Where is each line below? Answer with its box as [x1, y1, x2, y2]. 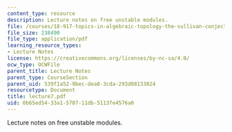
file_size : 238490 [7, 29, 60, 36]
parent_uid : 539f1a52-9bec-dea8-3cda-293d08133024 [7, 80, 156, 87]
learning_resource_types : [7, 42, 81, 49]
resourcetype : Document [7, 87, 76, 93]
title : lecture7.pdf [7, 93, 67, 100]
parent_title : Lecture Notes [7, 67, 91, 74]
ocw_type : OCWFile [7, 61, 60, 68]
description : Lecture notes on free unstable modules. [7, 16, 168, 23]
